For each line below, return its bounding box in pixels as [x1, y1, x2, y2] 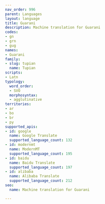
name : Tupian [9, 66, 36, 71]
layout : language [5, 16, 40, 21]
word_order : [9, 83, 34, 89]
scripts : [5, 70, 23, 75]
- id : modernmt [5, 142, 36, 147]
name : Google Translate [9, 133, 57, 138]
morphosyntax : [9, 93, 38, 97]
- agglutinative [9, 97, 42, 102]
